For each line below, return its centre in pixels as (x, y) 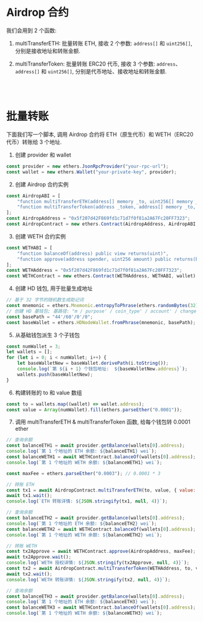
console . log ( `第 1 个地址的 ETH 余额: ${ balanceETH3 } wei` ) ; (82, 602)
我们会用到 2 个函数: (31, 30)
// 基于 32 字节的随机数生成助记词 (45, 300)
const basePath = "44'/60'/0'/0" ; (50, 317)
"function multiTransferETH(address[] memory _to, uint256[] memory (105, 201)
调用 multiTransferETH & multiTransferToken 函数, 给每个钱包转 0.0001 (102, 422)
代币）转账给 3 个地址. (34, 142)
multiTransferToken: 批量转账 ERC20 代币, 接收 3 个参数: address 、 (98, 64)
